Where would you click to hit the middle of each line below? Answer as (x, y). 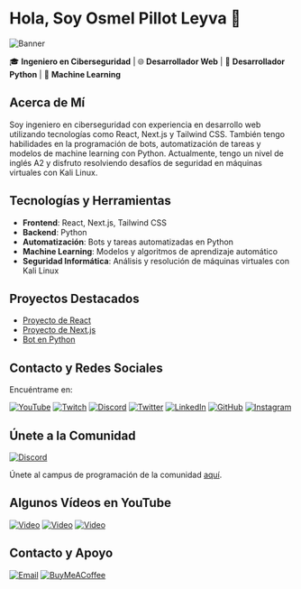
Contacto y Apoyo (61, 553)
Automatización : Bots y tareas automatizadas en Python (128, 242)
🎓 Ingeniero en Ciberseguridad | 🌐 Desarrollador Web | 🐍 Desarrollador (147, 61)
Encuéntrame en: (41, 390)
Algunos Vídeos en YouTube (90, 503)
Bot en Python (49, 340)
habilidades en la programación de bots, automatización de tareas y (135, 143)
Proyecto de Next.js (59, 330)
